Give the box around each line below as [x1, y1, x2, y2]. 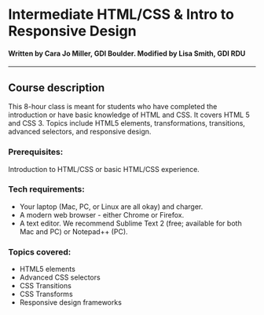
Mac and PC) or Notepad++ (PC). [19, 226, 128, 236]
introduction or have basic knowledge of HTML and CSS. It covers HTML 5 [8, 110, 250, 119]
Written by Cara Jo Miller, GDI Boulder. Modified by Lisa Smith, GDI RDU [8, 49, 246, 58]
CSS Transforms [19, 289, 73, 299]
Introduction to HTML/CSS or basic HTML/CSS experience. [8, 164, 200, 174]
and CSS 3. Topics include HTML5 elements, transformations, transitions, [8, 119, 246, 128]
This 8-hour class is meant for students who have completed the [8, 102, 218, 112]
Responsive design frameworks [19, 298, 122, 307]
